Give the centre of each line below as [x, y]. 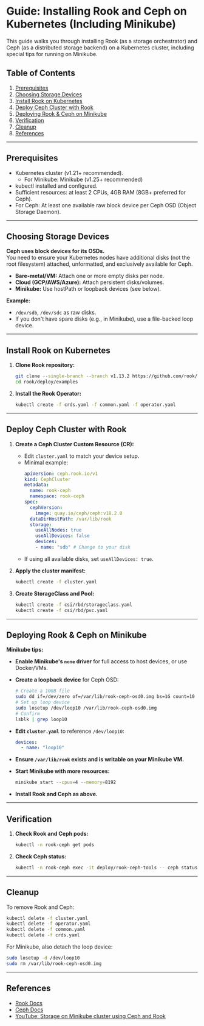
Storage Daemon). [38, 212]
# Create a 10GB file [42, 691]
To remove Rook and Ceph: [40, 907]
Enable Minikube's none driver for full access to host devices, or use [101, 661]
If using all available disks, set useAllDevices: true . [89, 558]
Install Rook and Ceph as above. [56, 794]
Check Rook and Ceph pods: [52, 834]
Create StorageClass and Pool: [55, 593]
